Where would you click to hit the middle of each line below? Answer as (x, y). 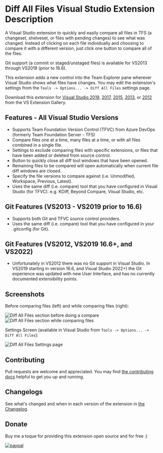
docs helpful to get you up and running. (45, 377)
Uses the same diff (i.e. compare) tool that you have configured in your (83, 224)
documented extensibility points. (45, 279)
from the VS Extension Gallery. (36, 102)
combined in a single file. (37, 145)
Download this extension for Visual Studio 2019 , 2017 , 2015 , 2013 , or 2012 (79, 97)
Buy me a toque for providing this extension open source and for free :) (76, 436)
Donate (16, 424)
